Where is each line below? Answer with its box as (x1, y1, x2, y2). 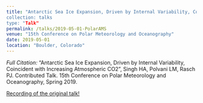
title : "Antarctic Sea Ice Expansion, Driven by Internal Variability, (6, 8, 190, 15)
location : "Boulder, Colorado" (6, 43, 85, 49)
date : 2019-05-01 (6, 37, 50, 43)
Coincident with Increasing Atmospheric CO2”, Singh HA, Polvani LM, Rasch (6, 65, 196, 72)
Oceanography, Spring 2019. (6, 78, 77, 85)
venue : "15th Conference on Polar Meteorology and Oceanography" (6, 31, 174, 37)
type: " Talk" (6, 20, 39, 26)
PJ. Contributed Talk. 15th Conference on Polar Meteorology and (6, 72, 166, 79)
